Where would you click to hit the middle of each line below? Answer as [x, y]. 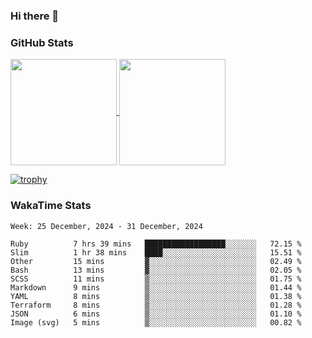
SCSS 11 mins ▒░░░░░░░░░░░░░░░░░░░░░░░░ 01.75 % [156, 279]
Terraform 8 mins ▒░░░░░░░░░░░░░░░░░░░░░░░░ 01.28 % [156, 305]
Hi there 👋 [35, 16]
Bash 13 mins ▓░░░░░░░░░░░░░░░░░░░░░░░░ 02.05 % [156, 270]
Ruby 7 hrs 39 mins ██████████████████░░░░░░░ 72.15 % [156, 244]
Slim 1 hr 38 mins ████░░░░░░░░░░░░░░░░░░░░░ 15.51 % [156, 252]
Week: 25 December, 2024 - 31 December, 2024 [106, 226]
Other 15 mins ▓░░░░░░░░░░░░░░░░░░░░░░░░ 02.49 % [156, 261]
